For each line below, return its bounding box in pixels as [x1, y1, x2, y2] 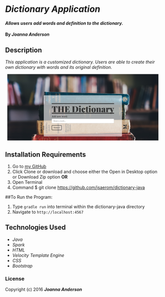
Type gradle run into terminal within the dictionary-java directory [12, 204, 145, 210]
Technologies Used [5, 223, 66, 232]
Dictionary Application [5, 3, 100, 15]
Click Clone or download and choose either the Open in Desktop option [12, 169, 158, 175]
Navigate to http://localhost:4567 [12, 209, 84, 215]
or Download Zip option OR [12, 174, 68, 180]
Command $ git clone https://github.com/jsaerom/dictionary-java [12, 184, 145, 190]
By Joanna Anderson [5, 31, 50, 38]
